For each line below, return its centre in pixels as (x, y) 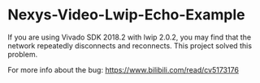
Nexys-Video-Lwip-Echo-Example (126, 15)
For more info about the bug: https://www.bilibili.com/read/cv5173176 (123, 69)
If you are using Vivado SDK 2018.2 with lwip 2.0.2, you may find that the (130, 37)
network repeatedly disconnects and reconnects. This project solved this (130, 45)
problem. (23, 54)
